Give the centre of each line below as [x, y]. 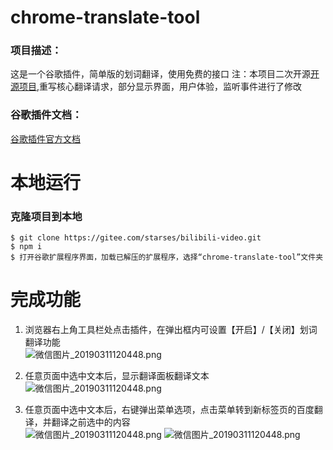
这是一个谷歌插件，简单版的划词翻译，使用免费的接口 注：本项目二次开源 [160, 74]
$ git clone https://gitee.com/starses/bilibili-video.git [136, 238]
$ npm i [26, 247]
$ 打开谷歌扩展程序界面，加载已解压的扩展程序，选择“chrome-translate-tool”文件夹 [167, 257]
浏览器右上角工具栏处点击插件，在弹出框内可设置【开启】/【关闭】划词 [171, 330]
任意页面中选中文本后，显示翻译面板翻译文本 [117, 376]
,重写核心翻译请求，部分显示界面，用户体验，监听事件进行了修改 [169, 87]
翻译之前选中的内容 [91, 422]
